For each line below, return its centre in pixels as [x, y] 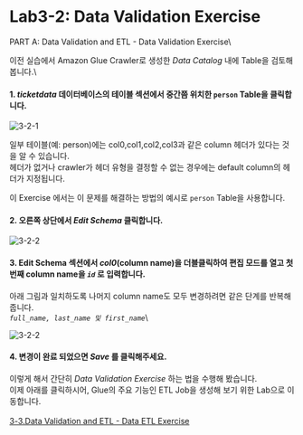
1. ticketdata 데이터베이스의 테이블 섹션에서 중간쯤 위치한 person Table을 [139, 94]
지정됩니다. [46, 179]
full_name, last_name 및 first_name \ [79, 317]
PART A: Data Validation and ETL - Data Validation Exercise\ [120, 42]
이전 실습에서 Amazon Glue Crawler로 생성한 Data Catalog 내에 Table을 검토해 [151, 60]
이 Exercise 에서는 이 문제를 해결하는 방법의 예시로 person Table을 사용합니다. [147, 198]
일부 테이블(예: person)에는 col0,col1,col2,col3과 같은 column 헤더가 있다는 [145, 145]
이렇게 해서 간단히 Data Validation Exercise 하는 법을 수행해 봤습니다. [133, 378]
